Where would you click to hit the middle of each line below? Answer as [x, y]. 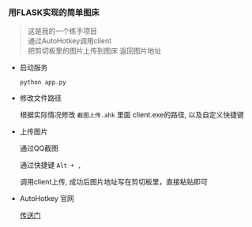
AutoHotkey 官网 [47, 199]
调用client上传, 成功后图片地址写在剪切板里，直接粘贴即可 [113, 182]
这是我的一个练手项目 [62, 31]
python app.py [43, 83]
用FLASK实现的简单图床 [54, 12]
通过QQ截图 [39, 148]
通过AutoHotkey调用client [70, 41]
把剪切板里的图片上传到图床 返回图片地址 [94, 51]
